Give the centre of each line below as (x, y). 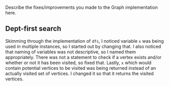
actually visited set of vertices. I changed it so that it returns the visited (80, 73)
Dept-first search (33, 29)
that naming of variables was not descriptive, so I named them (71, 52)
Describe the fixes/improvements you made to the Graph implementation (81, 7)
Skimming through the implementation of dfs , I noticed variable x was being (84, 41)
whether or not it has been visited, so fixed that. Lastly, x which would (78, 63)
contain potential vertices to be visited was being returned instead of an (81, 68)
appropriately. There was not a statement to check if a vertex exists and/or (83, 57)
